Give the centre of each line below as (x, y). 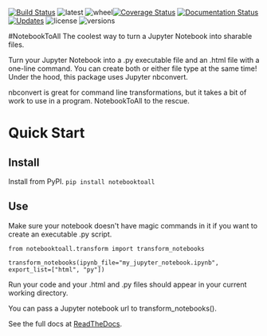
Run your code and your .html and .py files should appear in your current (128, 284)
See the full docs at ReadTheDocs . (65, 323)
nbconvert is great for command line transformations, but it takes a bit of (128, 92)
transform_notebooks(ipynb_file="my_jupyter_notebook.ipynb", (114, 263)
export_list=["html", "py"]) (57, 270)
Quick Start (47, 133)
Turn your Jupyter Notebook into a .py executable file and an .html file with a (134, 60)
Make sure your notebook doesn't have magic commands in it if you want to (133, 225)
